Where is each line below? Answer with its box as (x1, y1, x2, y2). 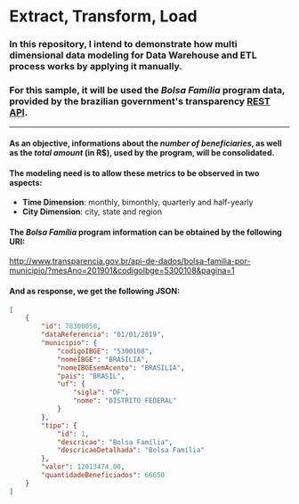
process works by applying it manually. (9, 60, 182, 73)
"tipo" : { (41, 420, 77, 430)
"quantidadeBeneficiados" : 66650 (41, 471, 166, 480)
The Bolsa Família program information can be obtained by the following (9, 227, 282, 237)
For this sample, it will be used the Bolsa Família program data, (9, 84, 286, 97)
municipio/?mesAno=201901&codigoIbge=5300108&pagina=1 (9, 265, 235, 276)
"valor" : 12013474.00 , (41, 462, 125, 472)
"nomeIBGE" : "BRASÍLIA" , (56, 355, 149, 364)
